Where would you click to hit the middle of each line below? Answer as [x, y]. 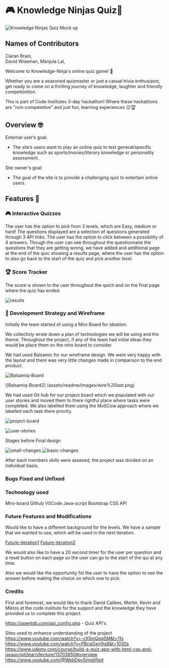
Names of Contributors [42, 44]
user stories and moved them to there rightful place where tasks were [78, 400]
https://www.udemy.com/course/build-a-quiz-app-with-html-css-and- [79, 649]
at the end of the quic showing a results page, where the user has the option [84, 253]
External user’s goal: [26, 137]
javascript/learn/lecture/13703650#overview [51, 654]
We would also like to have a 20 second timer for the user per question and [83, 553]
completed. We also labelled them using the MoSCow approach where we [82, 406]
